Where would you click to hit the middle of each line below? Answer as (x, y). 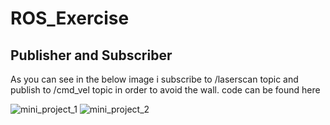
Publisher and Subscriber (91, 55)
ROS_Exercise (70, 18)
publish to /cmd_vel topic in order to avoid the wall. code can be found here (165, 90)
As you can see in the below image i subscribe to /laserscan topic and (154, 79)
